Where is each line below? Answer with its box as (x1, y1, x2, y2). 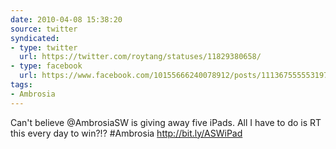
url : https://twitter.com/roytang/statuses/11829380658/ (19, 52, 262, 62)
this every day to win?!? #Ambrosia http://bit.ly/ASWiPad (10, 127, 243, 139)
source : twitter (10, 24, 78, 34)
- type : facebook (10, 61, 83, 71)
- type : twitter (10, 42, 78, 53)
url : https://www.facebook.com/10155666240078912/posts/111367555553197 (19, 71, 329, 81)
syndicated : (10, 33, 60, 43)
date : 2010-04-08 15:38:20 (10, 14, 123, 25)
